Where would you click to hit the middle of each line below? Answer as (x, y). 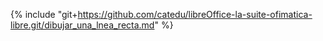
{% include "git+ (44, 14)
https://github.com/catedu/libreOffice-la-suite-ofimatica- (195, 14)
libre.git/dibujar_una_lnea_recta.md (82, 25)
